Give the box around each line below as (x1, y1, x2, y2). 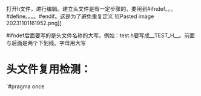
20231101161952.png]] (6, 20, 62, 26)
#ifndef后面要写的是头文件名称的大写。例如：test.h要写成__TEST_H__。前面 (6, 32, 195, 39)
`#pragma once (6, 83, 45, 90)
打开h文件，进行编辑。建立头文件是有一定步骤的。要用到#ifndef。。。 (6, 5, 176, 12)
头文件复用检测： (6, 62, 92, 76)
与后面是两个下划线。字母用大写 (6, 40, 86, 46)
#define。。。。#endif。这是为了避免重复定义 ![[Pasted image (6, 13, 154, 20)
